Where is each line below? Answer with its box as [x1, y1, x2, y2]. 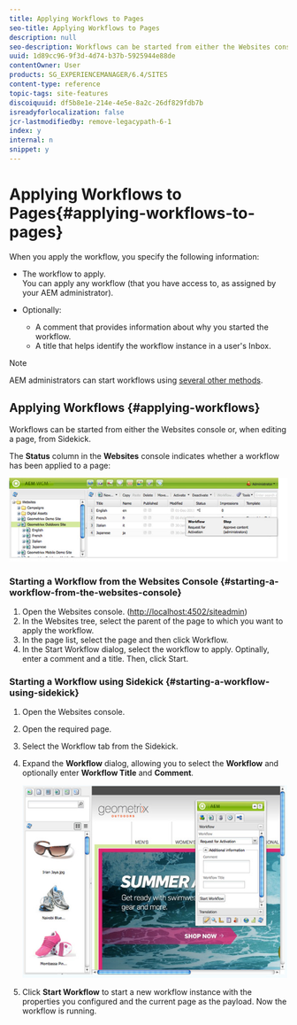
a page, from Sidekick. [9, 433, 91, 444]
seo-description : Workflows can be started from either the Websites [9, 43, 271, 51]
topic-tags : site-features [9, 89, 109, 97]
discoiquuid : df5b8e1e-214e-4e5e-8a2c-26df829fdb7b [9, 98, 203, 107]
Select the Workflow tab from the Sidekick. [21, 741, 179, 752]
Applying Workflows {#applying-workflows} [9, 400, 261, 415]
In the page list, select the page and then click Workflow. [21, 634, 229, 645]
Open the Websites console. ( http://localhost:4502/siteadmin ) [21, 606, 247, 617]
